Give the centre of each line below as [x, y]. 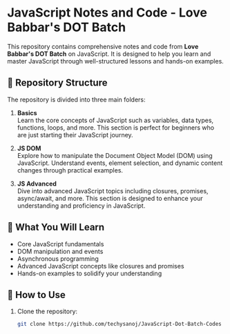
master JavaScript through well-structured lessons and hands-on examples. [116, 61]
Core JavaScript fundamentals [60, 244]
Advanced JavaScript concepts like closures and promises [100, 266]
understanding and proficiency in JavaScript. [81, 206]
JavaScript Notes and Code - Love [107, 13]
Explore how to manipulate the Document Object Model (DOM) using [115, 155]
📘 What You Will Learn [56, 227]
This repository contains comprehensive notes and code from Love [103, 46]
